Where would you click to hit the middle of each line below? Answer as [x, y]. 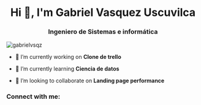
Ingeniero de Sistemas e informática [103, 32]
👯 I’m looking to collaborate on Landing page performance [90, 81]
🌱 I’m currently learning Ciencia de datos [67, 69]
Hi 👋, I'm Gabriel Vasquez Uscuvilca [103, 13]
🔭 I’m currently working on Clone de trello [68, 57]
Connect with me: [33, 96]
